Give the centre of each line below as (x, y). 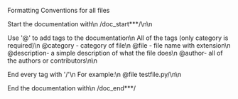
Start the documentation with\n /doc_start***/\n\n (80, 24)
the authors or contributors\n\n (53, 61)
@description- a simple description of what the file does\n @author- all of (115, 53)
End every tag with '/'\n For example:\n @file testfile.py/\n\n (94, 74)
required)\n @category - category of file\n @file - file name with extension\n (119, 45)
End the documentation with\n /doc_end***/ (72, 88)
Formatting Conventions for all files (59, 10)
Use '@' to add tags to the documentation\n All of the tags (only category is (118, 38)
